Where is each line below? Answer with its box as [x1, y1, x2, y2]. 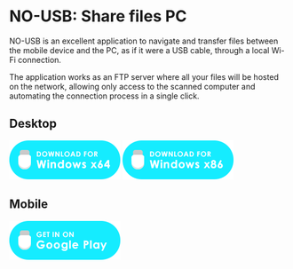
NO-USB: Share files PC [9, 6, 187, 27]
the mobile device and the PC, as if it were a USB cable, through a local [9, 44, 270, 55]
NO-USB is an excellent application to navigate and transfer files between [9, 36, 279, 46]
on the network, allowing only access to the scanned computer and [9, 81, 256, 91]
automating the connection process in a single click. [9, 91, 200, 101]
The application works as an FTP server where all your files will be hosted [9, 71, 280, 82]
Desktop [9, 116, 58, 131]
